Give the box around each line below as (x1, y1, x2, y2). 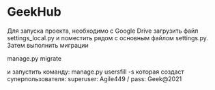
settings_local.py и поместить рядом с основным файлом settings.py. (7, 33, 208, 42)
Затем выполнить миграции (7, 41, 89, 49)
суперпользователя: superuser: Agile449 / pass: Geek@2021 (7, 74, 182, 82)
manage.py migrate (7, 54, 62, 62)
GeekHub (7, 4, 61, 20)
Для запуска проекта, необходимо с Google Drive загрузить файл (7, 27, 199, 35)
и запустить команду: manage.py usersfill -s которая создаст (7, 67, 184, 76)
